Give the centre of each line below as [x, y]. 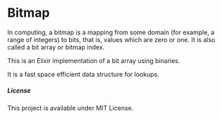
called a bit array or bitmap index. [56, 47]
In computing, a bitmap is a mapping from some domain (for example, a [111, 32]
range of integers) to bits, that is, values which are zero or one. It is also [111, 39]
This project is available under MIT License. [70, 108]
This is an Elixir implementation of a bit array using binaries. [94, 60]
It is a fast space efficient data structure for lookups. [84, 74]
